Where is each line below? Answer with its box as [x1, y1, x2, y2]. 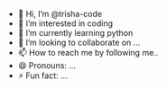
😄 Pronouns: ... [17, 60, 77, 71]
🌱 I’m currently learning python [17, 28, 134, 38]
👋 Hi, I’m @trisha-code [17, 9, 102, 19]
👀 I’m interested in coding [17, 18, 114, 29]
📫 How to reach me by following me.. [17, 48, 159, 57]
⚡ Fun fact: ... [17, 70, 68, 81]
